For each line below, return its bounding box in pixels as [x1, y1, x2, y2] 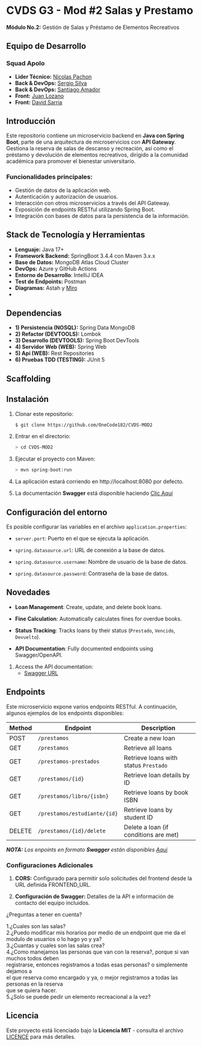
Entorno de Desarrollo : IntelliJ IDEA [14, 271, 104, 278]
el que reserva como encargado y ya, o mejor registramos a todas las [6, 974, 179, 981]
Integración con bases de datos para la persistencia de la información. [14, 212, 189, 219]
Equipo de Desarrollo [6, 41, 87, 51]
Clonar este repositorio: [14, 410, 74, 417]
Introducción [6, 116, 56, 127]
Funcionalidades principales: [6, 173, 93, 181]
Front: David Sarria [14, 98, 63, 106]
